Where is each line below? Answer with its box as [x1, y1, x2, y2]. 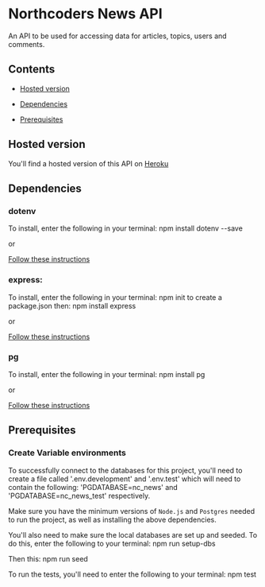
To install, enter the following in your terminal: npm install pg [8, 369, 205, 379]
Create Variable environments [8, 447, 127, 458]
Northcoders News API [8, 5, 163, 23]
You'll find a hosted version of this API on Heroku [8, 158, 169, 168]
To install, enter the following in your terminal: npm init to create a [8, 292, 222, 302]
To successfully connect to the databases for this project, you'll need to [8, 465, 243, 475]
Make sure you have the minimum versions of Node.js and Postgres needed [8, 506, 255, 515]
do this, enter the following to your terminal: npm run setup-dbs [8, 538, 216, 548]
